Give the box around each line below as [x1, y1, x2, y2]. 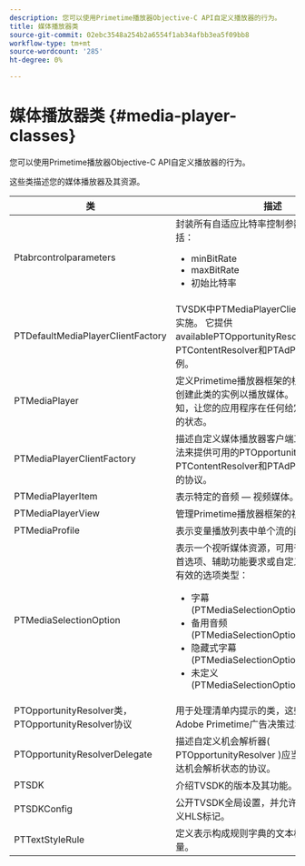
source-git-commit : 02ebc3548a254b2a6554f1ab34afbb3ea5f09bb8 [9, 30, 250, 39]
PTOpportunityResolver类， [14, 704, 133, 717]
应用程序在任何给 [221, 401, 294, 414]
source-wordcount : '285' [9, 47, 103, 56]
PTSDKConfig [14, 802, 73, 815]
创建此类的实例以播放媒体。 [175, 388, 294, 400]
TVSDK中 [175, 302, 216, 315]
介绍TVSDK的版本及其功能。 [175, 779, 298, 791]
